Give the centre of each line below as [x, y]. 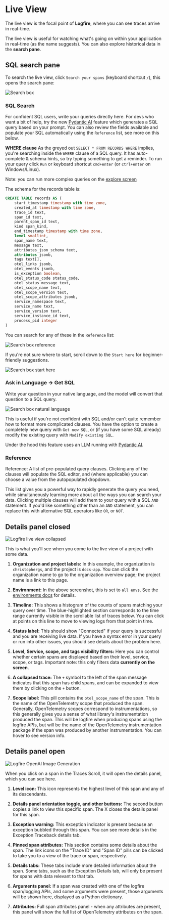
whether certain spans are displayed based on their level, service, [81, 656]
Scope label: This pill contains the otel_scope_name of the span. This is [86, 698]
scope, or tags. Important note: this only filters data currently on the [83, 662]
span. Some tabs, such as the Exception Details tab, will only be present [87, 870]
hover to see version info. [39, 735]
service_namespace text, [40, 302]
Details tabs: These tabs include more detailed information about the [84, 865]
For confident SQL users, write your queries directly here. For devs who [80, 117]
